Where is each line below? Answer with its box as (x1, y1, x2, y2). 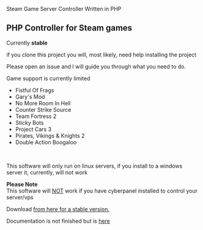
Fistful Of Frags (15, 86, 54, 94)
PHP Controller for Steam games (6, 23, 133, 33)
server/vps (6, 193, 34, 201)
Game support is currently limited (6, 75, 90, 82)
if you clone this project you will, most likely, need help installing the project (6, 51, 197, 58)
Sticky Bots (15, 119, 44, 126)
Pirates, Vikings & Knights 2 (15, 132, 85, 139)
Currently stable (6, 39, 48, 46)
